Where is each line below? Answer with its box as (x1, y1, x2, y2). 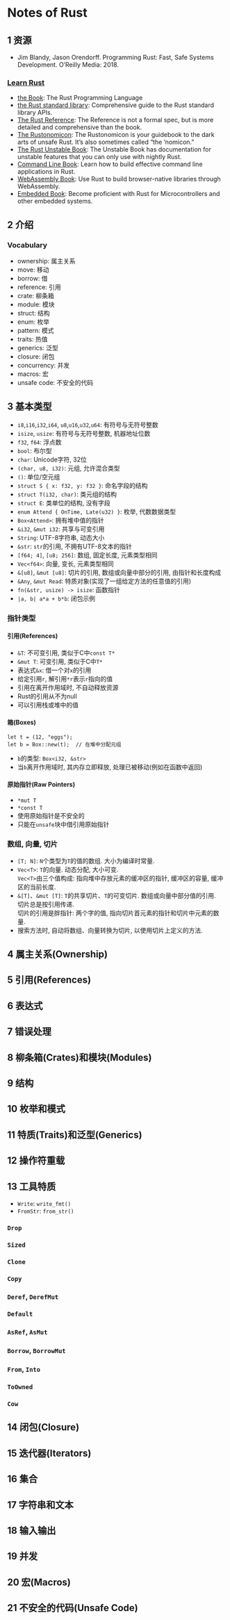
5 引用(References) (7, 974, 92, 986)
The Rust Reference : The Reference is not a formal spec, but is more (17, 116, 214, 124)
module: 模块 (17, 300, 55, 309)
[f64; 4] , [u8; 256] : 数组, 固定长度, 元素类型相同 (17, 550, 158, 559)
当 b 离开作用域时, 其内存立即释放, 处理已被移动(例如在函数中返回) (17, 763, 203, 771)
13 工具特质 (7, 1180, 56, 1193)
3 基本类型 (7, 401, 52, 413)
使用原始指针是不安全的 (17, 812, 85, 820)
